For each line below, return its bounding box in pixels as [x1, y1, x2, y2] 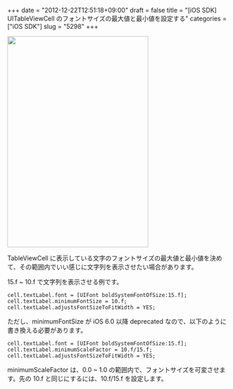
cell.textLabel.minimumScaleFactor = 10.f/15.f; [7, 346, 153, 353]
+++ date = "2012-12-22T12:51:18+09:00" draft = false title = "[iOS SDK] [7, 6, 217, 14]
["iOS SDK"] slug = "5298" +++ [7, 23, 99, 30]
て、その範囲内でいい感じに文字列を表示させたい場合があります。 [7, 263, 198, 271]
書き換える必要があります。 [7, 326, 87, 334]
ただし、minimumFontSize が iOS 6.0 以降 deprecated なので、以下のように [7, 317, 227, 326]
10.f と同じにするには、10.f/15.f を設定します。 [32, 374, 168, 383]
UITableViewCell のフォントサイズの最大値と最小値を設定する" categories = [7, 14, 227, 23]
